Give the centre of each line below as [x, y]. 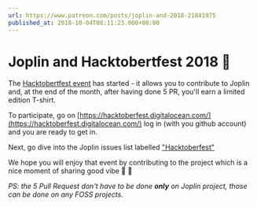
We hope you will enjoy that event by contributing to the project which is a [128, 163]
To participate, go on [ [44, 116]
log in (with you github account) [195, 124]
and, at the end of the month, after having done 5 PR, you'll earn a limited [127, 92]
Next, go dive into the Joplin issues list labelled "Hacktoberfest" [111, 147]
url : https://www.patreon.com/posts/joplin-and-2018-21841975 [112, 15]
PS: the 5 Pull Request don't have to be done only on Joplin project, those [128, 187]
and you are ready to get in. [53, 132]
